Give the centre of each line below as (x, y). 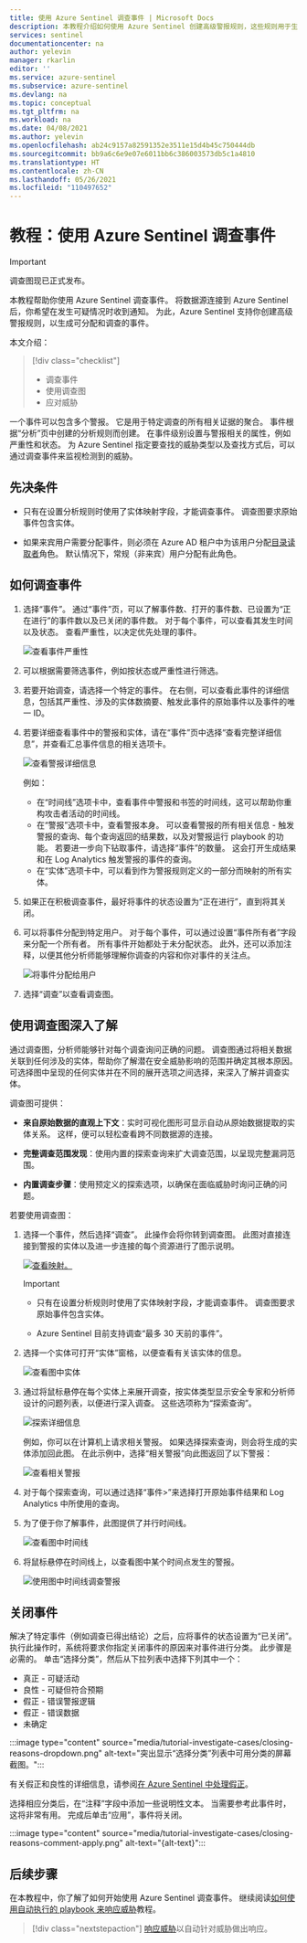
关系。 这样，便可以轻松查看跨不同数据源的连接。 (124, 1133)
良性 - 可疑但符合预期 (63, 1690)
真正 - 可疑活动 (51, 1679)
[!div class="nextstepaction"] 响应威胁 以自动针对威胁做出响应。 (152, 1928)
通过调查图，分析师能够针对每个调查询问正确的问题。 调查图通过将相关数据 (151, 1049)
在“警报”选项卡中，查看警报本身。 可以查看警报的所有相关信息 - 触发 (165, 824)
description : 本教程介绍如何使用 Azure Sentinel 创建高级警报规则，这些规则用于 (150, 27)
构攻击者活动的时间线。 (80, 813)
